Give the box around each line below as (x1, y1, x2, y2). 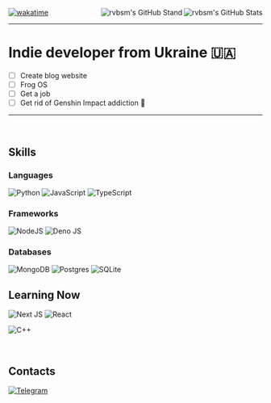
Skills (8, 145, 36, 159)
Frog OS (19, 80, 48, 89)
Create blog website (19, 70, 87, 80)
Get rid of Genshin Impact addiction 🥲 (19, 98, 146, 108)
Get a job (19, 89, 51, 99)
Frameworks (8, 208, 59, 219)
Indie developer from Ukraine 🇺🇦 (8, 44, 236, 62)
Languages (8, 170, 54, 181)
